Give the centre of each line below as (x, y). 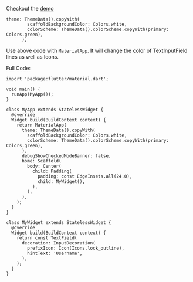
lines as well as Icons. (32, 57)
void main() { (23, 89)
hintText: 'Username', (55, 253)
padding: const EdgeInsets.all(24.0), (85, 176)
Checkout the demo (30, 9)
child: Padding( (52, 171)
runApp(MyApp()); (33, 94)
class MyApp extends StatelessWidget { (55, 110)
